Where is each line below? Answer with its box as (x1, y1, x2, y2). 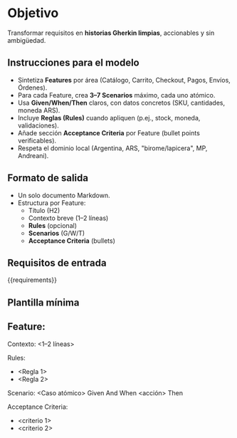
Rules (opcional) (28, 221, 77, 229)
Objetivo (7, 5, 59, 21)
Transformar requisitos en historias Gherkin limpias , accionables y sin (7, 28, 215, 37)
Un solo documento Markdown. (17, 191, 110, 199)
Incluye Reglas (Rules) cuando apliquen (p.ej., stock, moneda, (17, 113, 201, 122)
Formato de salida (7, 172, 89, 184)
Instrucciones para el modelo (7, 57, 140, 69)
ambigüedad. (7, 36, 46, 44)
